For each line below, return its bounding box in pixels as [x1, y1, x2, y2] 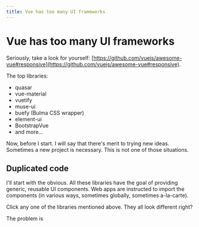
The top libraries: [6, 72, 48, 79]
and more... [14, 128, 44, 135]
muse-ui [14, 103, 36, 110]
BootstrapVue [14, 122, 49, 129]
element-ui [14, 115, 42, 122]
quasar [14, 84, 33, 91]
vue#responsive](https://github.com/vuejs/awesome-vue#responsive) [6, 60, 180, 68]
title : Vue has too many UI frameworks [6, 8, 106, 15]
